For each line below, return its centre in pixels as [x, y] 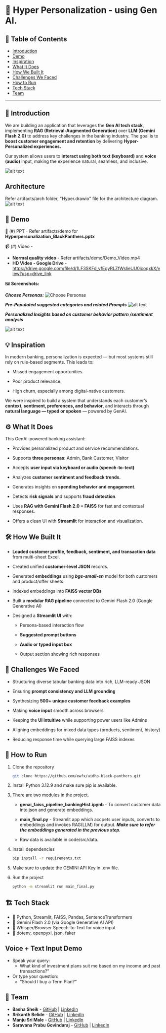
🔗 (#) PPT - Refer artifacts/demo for [41, 231]
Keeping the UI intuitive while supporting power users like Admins [80, 720]
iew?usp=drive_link [32, 274]
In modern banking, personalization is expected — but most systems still [79, 357]
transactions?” [34, 971]
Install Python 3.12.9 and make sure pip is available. [64, 785]
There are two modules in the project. [50, 795]
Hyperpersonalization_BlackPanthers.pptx [50, 237]
